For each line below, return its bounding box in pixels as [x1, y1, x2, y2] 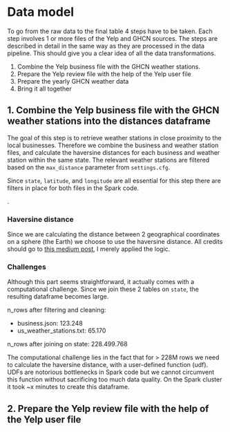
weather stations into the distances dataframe [7, 115, 211, 127]
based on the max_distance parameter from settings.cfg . [7, 163, 171, 171]
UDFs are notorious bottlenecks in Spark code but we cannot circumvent [7, 368, 215, 377]
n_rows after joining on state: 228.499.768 [7, 340, 128, 348]
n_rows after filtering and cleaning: [7, 306, 106, 314]
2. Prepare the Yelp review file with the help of [7, 402, 209, 415]
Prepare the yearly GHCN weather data [17, 77, 129, 85]
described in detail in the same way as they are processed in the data [7, 41, 205, 50]
